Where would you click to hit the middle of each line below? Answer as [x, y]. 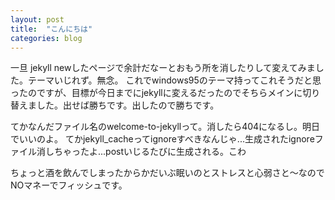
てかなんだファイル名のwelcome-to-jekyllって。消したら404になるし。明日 [165, 127]
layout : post [37, 19]
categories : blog [46, 38]
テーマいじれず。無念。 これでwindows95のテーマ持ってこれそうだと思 [174, 80]
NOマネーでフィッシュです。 [69, 185]
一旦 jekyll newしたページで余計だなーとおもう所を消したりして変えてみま [163, 68]
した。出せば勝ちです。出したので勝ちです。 [128, 105]
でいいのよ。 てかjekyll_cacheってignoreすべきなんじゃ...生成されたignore [162, 139]
